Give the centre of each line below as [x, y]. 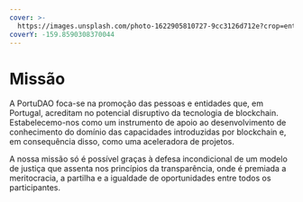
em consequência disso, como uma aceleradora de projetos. [122, 142]
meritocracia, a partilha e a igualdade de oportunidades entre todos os [140, 178]
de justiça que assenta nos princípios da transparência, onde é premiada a [148, 169]
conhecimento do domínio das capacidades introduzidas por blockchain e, [148, 132]
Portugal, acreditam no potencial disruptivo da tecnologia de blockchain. [144, 113]
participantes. [35, 188]
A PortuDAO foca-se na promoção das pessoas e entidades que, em [137, 103]
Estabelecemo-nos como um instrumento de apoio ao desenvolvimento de [148, 123]
